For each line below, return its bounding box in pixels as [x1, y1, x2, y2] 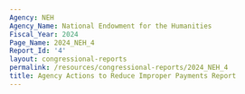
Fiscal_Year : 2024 [9, 30, 79, 38]
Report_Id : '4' [9, 47, 67, 56]
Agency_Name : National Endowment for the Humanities [9, 21, 212, 30]
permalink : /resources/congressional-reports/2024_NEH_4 [9, 64, 229, 73]
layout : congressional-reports [9, 55, 127, 64]
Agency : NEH [9, 13, 54, 22]
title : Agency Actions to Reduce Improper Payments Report [9, 72, 237, 81]
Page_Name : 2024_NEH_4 [9, 38, 95, 47]
